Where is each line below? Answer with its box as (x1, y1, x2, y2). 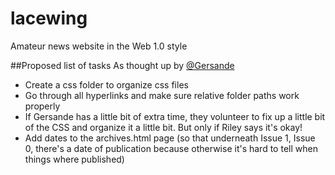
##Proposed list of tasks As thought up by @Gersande (10, 59, 235, 71)
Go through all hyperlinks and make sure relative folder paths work (24, 89, 300, 101)
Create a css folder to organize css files (24, 78, 189, 91)
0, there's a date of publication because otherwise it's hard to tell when (24, 142, 318, 154)
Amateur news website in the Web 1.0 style (10, 40, 188, 52)
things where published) (24, 153, 125, 165)
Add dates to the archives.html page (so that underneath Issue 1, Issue (24, 132, 316, 144)
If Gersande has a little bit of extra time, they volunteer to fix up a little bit (24, 110, 326, 122)
